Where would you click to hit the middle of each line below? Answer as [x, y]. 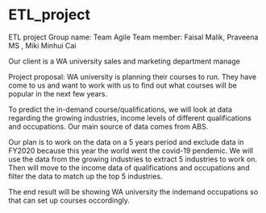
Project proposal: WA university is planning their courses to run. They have [133, 76]
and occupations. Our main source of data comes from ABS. [108, 126]
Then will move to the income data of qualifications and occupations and [129, 167]
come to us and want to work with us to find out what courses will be [123, 85]
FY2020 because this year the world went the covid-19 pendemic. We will [131, 150]
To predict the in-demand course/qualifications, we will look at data [120, 109]
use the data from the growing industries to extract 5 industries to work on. [133, 159]
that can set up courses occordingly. [69, 200]
